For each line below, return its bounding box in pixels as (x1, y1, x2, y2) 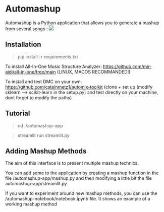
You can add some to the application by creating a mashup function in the (5, 170, 159, 176)
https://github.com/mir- (102, 63, 152, 69)
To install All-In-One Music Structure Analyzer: (5, 63, 102, 69)
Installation (5, 40, 41, 49)
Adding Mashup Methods (5, 147, 87, 155)
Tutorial (5, 109, 30, 118)
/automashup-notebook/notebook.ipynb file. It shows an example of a (5, 196, 150, 202)
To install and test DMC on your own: (5, 79, 82, 85)
